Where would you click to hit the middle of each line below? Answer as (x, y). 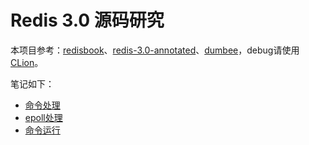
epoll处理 (43, 117)
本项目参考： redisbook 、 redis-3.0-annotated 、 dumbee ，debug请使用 (155, 50)
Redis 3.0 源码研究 (87, 20)
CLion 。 (27, 62)
